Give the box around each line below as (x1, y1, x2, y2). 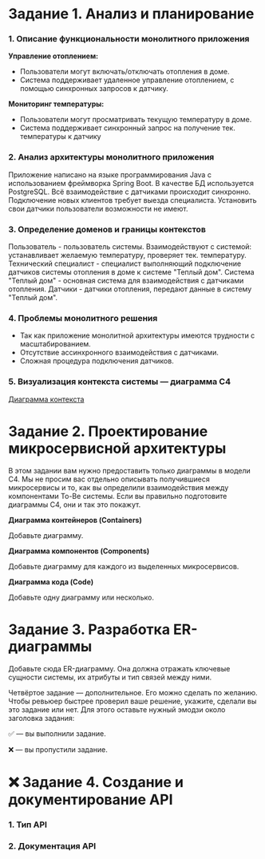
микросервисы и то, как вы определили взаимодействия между (8, 482, 229, 492)
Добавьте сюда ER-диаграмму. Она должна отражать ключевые (8, 663, 231, 673)
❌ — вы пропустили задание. (8, 744, 108, 754)
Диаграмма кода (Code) (8, 576, 94, 587)
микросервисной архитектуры (8, 439, 227, 457)
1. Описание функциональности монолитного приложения (8, 34, 250, 45)
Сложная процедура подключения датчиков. (19, 356, 174, 366)
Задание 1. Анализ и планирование (8, 5, 255, 23)
